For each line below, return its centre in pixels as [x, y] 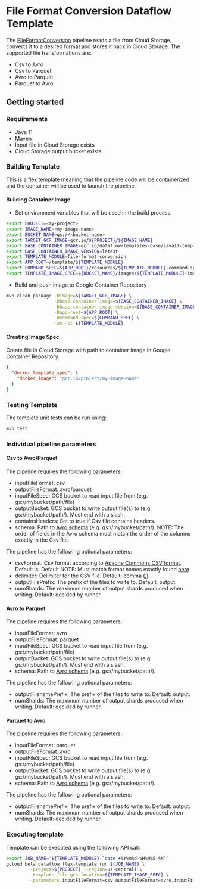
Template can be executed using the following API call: [73, 847]
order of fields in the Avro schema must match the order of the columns [103, 534]
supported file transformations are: [49, 52]
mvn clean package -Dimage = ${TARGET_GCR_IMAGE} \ [69, 296]
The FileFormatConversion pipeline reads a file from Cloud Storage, [89, 40]
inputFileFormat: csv [40, 483]
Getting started [35, 102]
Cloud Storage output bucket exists [58, 151]
